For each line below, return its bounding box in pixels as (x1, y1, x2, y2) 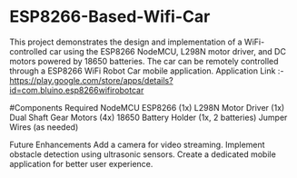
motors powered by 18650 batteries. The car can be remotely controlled (9, 55, 279, 66)
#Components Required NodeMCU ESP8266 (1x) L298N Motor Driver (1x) (9, 102, 285, 113)
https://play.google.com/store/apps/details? (9, 74, 174, 85)
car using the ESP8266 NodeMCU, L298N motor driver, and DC (49, 45, 286, 56)
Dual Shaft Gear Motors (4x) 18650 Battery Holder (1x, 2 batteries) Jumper (9, 112, 288, 123)
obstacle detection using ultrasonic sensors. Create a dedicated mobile (9, 148, 277, 160)
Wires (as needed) (9, 121, 79, 133)
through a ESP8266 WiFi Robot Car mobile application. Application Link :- (9, 65, 284, 76)
